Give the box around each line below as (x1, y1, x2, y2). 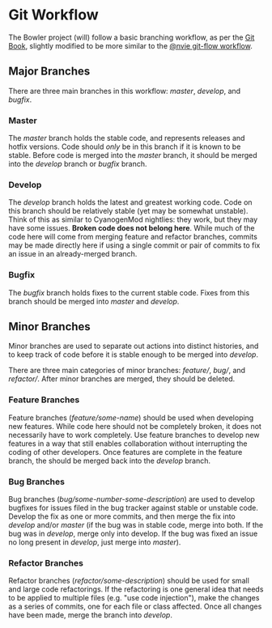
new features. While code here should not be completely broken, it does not (8, 421, 261, 431)
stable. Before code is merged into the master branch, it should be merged (8, 151, 257, 160)
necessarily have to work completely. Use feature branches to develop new (8, 430, 260, 439)
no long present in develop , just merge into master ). (8, 537, 181, 547)
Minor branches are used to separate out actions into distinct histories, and (8, 342, 259, 351)
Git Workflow (8, 6, 99, 24)
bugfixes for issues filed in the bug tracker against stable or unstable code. (8, 503, 259, 513)
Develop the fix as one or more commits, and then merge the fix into (8, 511, 236, 521)
